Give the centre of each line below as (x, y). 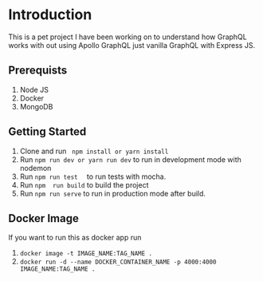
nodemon (35, 168)
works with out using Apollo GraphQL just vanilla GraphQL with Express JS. (132, 45)
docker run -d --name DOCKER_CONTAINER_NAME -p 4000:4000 (118, 262)
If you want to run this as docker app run (75, 238)
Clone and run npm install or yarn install (94, 151)
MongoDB (36, 106)
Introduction (50, 15)
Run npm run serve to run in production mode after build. (112, 193)
